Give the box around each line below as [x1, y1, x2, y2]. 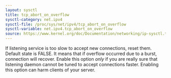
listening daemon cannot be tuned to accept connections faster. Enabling [5, 62, 159, 67]
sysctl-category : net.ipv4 [5, 17, 63, 22]
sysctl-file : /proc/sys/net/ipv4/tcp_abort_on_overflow [5, 21, 126, 27]
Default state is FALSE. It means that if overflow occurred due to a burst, [5, 50, 157, 57]
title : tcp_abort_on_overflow [5, 12, 70, 17]
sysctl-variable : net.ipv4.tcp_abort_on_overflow [5, 27, 113, 32]
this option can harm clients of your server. [5, 67, 96, 73]
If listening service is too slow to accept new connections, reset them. [5, 45, 152, 51]
